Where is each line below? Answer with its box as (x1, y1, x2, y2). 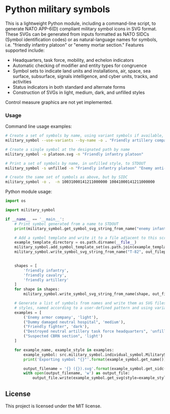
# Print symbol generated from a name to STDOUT (14, 221, 119, 227)
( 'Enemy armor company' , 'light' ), (23, 315, 99, 320)
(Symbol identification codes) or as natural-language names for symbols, (5, 36, 158, 43)
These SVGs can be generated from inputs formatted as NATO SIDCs (5, 31, 149, 37)
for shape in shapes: (14, 287, 60, 292)
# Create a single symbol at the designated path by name (5, 147, 130, 152)
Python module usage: (5, 189, 52, 195)
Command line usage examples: (5, 123, 72, 130)
